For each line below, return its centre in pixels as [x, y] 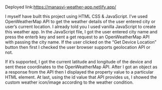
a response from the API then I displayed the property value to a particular [80, 72]
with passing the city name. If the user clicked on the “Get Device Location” [81, 42]
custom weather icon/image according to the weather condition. [69, 82]
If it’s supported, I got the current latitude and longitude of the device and [79, 62]
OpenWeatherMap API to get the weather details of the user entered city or [80, 22]
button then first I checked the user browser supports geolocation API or [78, 47]
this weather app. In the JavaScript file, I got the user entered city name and [81, 32]
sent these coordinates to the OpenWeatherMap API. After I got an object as [81, 67]
